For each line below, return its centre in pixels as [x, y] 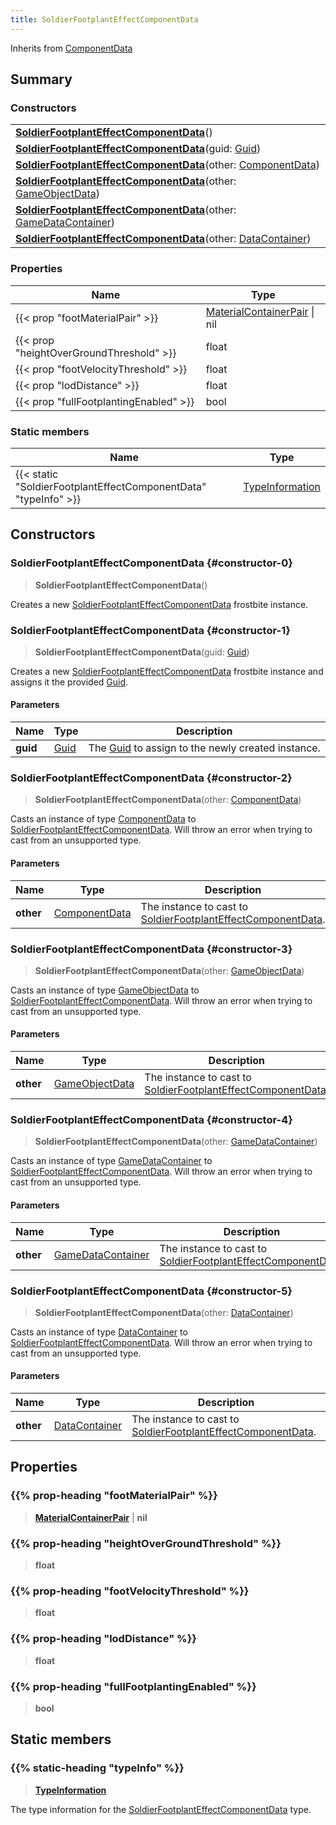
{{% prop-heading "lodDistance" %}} [103, 1639]
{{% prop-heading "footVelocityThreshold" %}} [130, 1591]
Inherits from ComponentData [71, 48]
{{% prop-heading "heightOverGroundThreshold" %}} [146, 1543]
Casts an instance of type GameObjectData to [105, 990]
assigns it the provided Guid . [69, 682]
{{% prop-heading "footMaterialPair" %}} [114, 1496]
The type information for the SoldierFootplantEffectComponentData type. [161, 1809]
